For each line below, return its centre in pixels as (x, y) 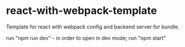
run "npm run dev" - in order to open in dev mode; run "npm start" (86, 38)
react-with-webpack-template (82, 11)
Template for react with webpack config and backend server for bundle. (93, 27)
